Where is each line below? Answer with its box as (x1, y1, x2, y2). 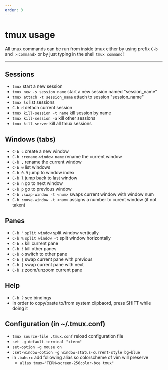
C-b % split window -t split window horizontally (12, 235, 111, 241)
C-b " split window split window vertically (12, 230, 99, 236)
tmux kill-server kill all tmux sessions (12, 121, 92, 127)
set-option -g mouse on (12, 344, 62, 350)
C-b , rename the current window (12, 159, 82, 165)
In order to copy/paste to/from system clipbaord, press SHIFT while (12, 300, 151, 306)
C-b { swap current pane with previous (12, 256, 93, 262)
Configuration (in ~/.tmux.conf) (5, 320, 106, 328)
